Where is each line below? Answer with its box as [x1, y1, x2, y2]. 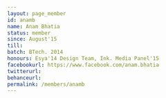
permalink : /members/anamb [7, 81, 85, 88]
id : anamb [7, 17, 36, 23]
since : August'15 [7, 36, 57, 43]
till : [7, 42, 23, 49]
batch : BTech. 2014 [7, 49, 64, 56]
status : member [7, 29, 51, 37]
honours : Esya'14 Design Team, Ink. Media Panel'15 [7, 55, 159, 62]
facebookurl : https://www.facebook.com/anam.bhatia [7, 61, 159, 68]
